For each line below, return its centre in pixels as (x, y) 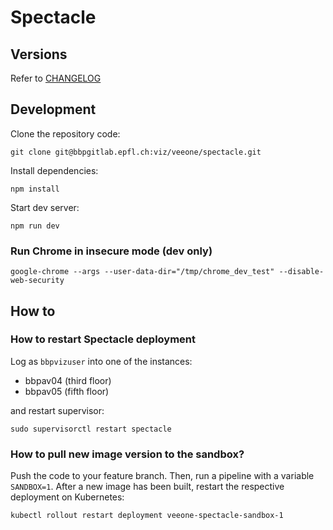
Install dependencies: (54, 170)
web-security (37, 281)
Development (53, 109)
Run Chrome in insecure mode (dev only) (111, 251)
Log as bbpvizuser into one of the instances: (101, 361)
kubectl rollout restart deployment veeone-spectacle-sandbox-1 (147, 516)
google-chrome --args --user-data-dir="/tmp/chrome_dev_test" (142, 272)
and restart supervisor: (57, 410)
